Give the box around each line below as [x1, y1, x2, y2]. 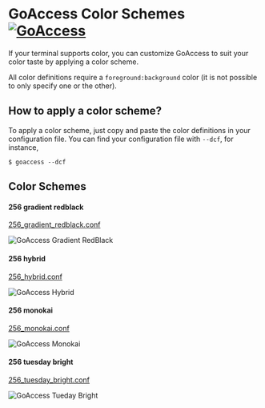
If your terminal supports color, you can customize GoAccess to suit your [8, 48, 249, 58]
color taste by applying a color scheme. [8, 57, 139, 67]
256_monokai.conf [8, 323, 70, 333]
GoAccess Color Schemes [8, 5, 186, 23]
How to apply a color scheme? [8, 104, 163, 118]
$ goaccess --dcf [8, 158, 66, 166]
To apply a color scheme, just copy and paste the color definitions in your [8, 125, 251, 135]
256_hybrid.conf [8, 272, 62, 281]
